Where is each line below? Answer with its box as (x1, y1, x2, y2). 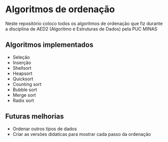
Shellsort (12, 65, 31, 71)
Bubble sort (12, 87, 37, 93)
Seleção (12, 54, 30, 60)
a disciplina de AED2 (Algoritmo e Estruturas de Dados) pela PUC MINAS (5, 25, 157, 32)
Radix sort (12, 97, 34, 103)
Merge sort (12, 92, 37, 98)
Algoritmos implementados (5, 41, 94, 49)
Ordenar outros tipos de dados (12, 126, 77, 132)
